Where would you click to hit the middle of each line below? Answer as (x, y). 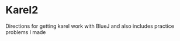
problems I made (26, 32)
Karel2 (22, 10)
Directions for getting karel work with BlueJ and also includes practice (90, 26)
